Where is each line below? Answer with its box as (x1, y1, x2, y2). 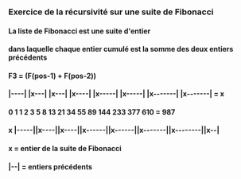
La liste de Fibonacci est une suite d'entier (8, 26, 151, 36)
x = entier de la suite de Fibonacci (8, 144, 122, 154)
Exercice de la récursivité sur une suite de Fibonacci (8, 6, 214, 18)
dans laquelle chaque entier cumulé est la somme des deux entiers (8, 45, 234, 54)
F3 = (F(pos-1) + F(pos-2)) (8, 71, 97, 80)
